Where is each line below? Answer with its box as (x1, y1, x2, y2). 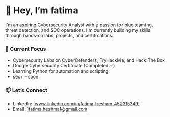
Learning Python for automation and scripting (12, 68, 109, 74)
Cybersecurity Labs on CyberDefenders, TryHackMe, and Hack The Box (12, 57, 165, 63)
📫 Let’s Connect (5, 87, 47, 94)
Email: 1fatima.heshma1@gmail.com (12, 106, 88, 112)
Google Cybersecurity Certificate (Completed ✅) (12, 63, 115, 69)
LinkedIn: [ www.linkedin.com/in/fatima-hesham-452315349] (12, 100, 140, 107)
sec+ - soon (12, 74, 39, 80)
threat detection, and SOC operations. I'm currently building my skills (5, 27, 151, 33)
